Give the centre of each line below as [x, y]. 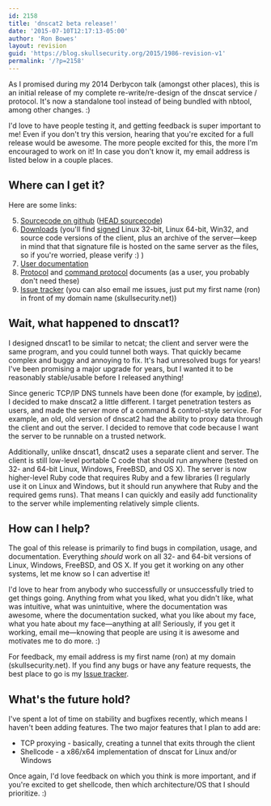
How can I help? [49, 528]
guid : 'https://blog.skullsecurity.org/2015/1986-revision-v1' [117, 53]
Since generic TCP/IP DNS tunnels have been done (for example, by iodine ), [135, 392]
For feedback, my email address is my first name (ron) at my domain [122, 657]
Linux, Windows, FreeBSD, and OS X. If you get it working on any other [126, 565]
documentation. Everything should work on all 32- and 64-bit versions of [130, 557]
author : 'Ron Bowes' [43, 38]
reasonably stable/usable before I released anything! [96, 377]
